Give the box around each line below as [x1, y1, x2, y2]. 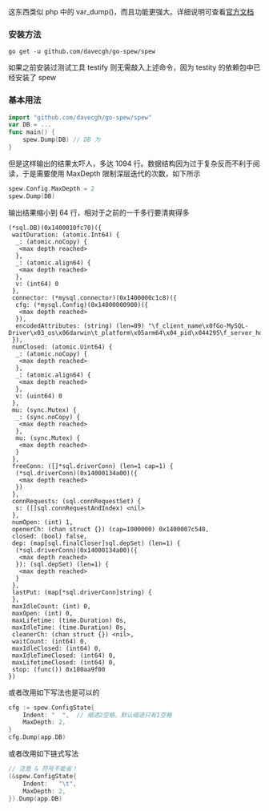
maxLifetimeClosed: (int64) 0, [11, 658, 116, 667]
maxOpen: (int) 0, [11, 609, 74, 617]
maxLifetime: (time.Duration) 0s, [11, 616, 127, 624]
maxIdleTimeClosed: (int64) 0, [11, 652, 116, 660]
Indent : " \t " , [22, 780, 78, 788]
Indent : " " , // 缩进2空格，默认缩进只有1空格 [22, 711, 172, 719]
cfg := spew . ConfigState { [8, 704, 94, 712]
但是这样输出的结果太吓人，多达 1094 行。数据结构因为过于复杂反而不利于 [8, 159, 254, 168]
